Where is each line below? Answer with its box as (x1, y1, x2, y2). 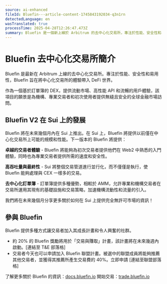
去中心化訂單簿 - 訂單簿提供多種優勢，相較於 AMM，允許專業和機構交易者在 (5, 180, 162, 187)
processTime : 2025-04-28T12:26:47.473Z (5, 26, 88, 31)
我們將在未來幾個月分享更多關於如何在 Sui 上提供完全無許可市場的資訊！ (5, 197, 154, 203)
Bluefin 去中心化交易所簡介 (5, 53, 116, 65)
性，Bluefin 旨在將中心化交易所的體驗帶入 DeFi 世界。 (5, 77, 115, 83)
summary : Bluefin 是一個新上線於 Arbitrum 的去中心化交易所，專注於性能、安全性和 (5, 30, 162, 35)
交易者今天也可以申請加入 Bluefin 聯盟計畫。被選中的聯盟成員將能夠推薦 (12, 250, 160, 256)
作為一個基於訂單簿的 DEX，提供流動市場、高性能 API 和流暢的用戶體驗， (5, 88, 156, 94)
